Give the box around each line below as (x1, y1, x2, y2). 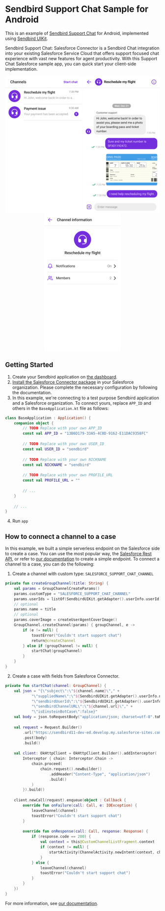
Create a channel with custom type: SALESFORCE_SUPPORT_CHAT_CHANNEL (12, 571, 154, 577)
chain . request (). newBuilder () (40, 766, 102, 771)
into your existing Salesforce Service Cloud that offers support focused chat (5, 50, 160, 56)
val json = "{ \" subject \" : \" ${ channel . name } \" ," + (14, 688, 120, 693)
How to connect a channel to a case (5, 532, 116, 541)
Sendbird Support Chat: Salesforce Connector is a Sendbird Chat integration (5, 45, 160, 51)
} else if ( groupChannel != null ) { (23, 643, 98, 648)
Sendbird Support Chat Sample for (5, 3, 149, 15)
